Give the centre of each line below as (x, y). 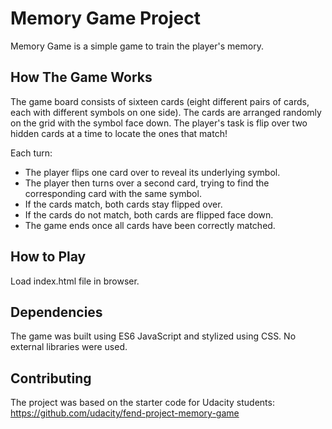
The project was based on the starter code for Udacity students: (142, 403)
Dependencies (56, 312)
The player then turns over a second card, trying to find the (147, 183)
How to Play (48, 257)
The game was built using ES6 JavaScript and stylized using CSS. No (153, 336)
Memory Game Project (105, 18)
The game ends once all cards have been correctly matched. (150, 225)
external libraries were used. (69, 347)
